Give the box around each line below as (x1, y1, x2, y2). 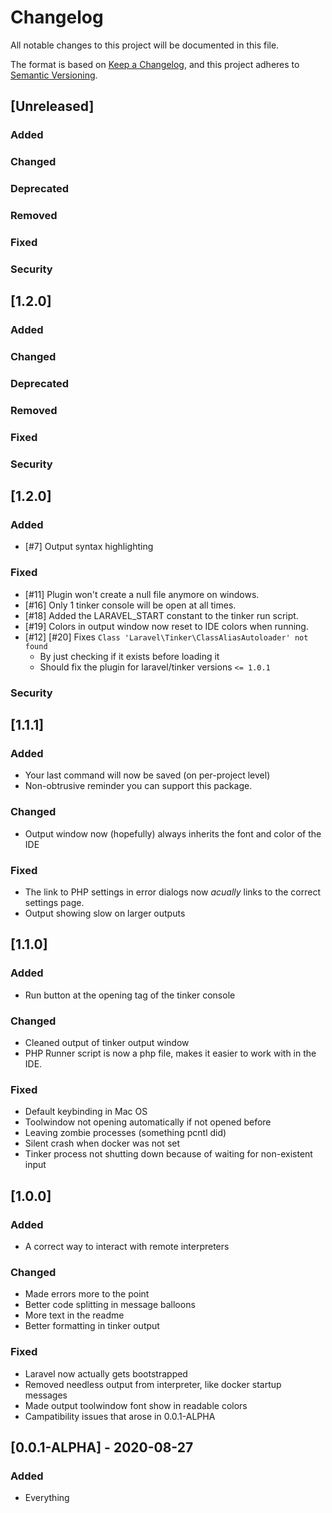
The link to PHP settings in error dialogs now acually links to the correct (24, 886, 322, 898)
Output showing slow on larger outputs (24, 907, 186, 919)
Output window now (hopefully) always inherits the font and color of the (24, 827, 322, 840)
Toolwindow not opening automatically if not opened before (24, 1116, 272, 1128)
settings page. (24, 896, 85, 908)
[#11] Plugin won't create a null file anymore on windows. (24, 588, 260, 600)
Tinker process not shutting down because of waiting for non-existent (24, 1148, 313, 1160)
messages (24, 1389, 68, 1401)
